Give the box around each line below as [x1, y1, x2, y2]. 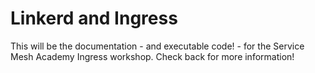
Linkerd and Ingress [10, 7, 178, 30]
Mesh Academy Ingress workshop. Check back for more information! [10, 50, 295, 62]
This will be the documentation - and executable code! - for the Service [10, 40, 305, 52]
